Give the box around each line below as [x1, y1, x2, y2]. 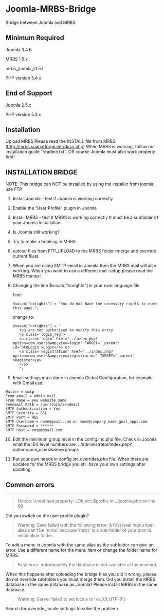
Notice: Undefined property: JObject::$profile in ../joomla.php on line [17, 498, 156, 504]
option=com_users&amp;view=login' [12, 341, 83, 346]
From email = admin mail [5, 394, 56, 399]
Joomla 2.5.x [5, 102, 32, 108]
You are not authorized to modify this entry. [19, 328, 116, 333]
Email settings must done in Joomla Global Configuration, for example [12, 375, 153, 381]
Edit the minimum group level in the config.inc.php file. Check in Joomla [12, 436, 157, 442]
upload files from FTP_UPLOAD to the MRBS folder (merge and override [12, 248, 156, 254]
